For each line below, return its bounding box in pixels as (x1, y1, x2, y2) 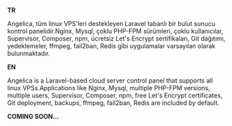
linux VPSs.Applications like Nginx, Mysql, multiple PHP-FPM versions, (7, 84, 210, 92)
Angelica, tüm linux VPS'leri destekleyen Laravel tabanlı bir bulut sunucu (7, 20, 215, 27)
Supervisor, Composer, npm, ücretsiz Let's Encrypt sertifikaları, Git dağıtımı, (7, 34, 226, 43)
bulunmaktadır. (7, 49, 50, 57)
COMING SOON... (7, 112, 59, 120)
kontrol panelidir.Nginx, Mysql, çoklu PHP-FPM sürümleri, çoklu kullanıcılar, (7, 27, 224, 35)
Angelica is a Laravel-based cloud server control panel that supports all (7, 76, 213, 85)
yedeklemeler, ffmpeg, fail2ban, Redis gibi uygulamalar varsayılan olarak (7, 42, 216, 50)
